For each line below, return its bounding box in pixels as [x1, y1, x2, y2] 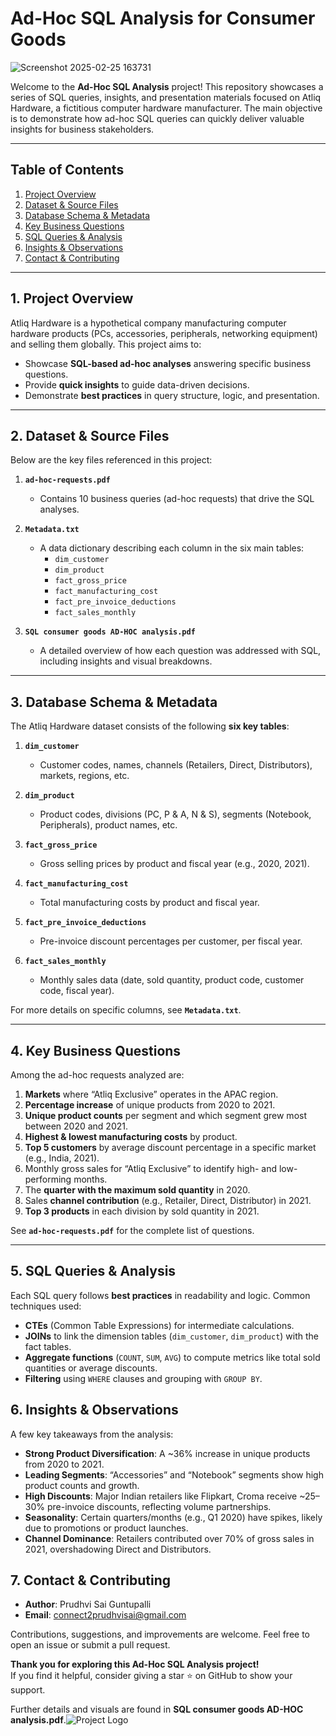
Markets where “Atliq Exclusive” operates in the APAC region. [24, 1088, 279, 1100]
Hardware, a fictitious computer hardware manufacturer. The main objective [10, 102, 323, 114]
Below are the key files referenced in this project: [10, 454, 213, 466]
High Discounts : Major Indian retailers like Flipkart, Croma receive [24, 1490, 298, 1502]
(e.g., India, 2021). [24, 1152, 100, 1164]
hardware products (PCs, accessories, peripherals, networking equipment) [10, 327, 318, 339]
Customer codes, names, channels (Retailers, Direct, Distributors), [39, 759, 313, 771]
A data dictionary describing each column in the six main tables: [39, 542, 305, 554]
